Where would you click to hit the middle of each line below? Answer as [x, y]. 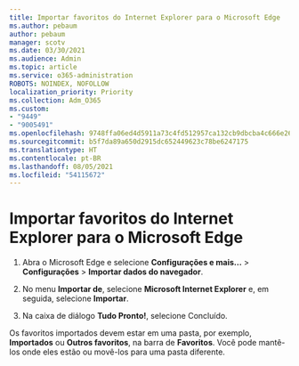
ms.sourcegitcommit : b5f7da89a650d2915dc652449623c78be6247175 [129, 142]
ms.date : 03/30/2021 [48, 51]
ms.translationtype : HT [53, 150]
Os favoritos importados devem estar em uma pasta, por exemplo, [130, 333]
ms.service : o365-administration [71, 76]
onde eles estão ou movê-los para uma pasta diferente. [123, 352]
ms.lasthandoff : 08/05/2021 [61, 167]
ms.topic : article [43, 68]
